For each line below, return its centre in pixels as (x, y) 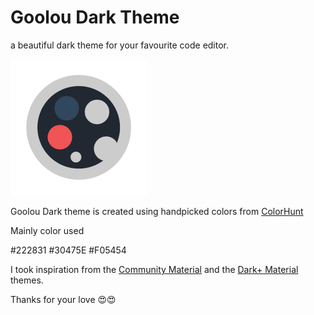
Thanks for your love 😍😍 (63, 299)
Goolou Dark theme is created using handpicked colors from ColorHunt (157, 211)
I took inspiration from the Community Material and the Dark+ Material (154, 269)
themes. (27, 280)
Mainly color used (47, 230)
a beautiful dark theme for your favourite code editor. (120, 45)
